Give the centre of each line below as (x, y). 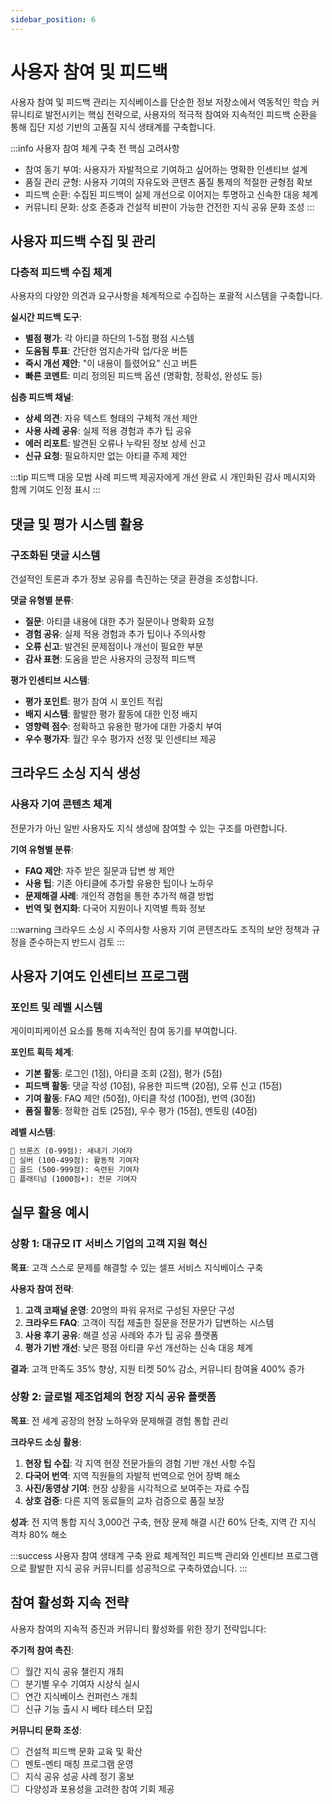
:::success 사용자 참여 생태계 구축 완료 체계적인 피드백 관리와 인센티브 (147, 1555)
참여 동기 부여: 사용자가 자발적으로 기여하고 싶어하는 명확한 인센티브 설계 (166, 169)
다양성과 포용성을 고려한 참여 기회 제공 (99, 1789)
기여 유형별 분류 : (42, 849)
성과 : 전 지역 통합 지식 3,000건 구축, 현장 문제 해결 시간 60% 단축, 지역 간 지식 (163, 1522)
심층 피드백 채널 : (42, 397)
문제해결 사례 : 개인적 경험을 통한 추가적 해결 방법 (119, 895)
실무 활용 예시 (50, 1212)
